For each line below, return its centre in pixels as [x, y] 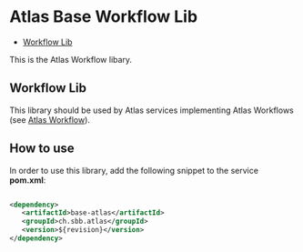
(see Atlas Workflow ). [50, 119]
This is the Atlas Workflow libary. [71, 59]
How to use [42, 149]
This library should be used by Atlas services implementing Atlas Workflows [151, 110]
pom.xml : [28, 180]
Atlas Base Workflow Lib [104, 17]
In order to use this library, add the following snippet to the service [134, 170]
